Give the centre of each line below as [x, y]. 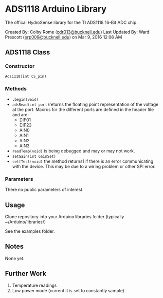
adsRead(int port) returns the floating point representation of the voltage [85, 104]
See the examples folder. [30, 231]
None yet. [15, 258]
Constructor [20, 66]
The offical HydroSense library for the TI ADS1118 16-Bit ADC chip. [71, 22]
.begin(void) [25, 99]
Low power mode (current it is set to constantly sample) [68, 290]
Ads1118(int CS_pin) [26, 76]
